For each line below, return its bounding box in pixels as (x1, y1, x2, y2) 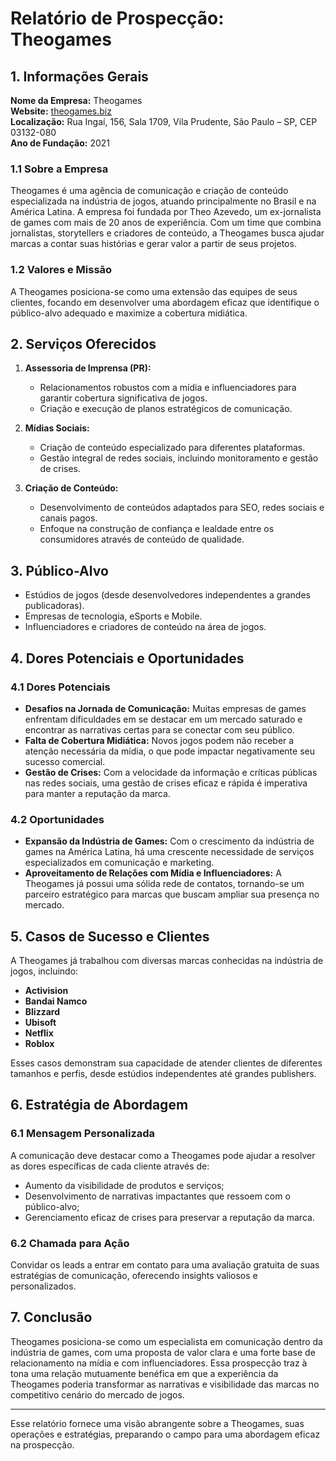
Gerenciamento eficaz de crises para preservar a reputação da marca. (24, 1211, 315, 1223)
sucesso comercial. (24, 755, 106, 767)
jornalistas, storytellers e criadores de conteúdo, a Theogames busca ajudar (10, 227, 325, 239)
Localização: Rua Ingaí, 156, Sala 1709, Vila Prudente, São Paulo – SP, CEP (10, 116, 318, 127)
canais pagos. (39, 512, 98, 524)
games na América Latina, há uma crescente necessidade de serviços (24, 846, 315, 858)
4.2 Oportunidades (10, 812, 105, 826)
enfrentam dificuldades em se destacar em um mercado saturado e (24, 713, 303, 725)
